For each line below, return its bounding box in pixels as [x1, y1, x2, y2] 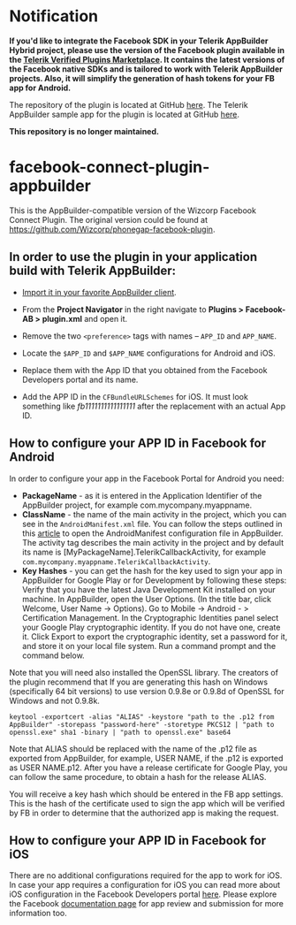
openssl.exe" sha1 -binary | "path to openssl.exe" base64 [9, 728, 231, 737]
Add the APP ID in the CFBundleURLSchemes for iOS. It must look [21, 391, 249, 401]
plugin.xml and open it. [42, 313, 128, 324]
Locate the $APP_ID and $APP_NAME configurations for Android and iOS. [21, 348, 276, 358]
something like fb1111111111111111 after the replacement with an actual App [21, 401, 285, 411]
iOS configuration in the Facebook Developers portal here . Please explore [9, 889, 277, 899]
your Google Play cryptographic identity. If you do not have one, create [21, 622, 281, 632]
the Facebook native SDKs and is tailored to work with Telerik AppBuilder [9, 64, 283, 74]
